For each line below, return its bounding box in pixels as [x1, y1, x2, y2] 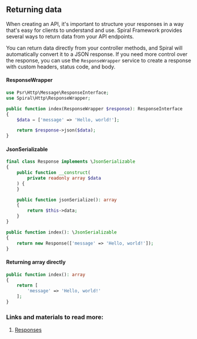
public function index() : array [6, 271, 85, 278]
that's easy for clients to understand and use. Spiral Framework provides [6, 27, 182, 34]
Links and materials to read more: [6, 312, 104, 321]
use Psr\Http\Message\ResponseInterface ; [6, 90, 109, 96]
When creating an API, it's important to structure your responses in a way [6, 20, 184, 27]
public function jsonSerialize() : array [16, 197, 117, 203]
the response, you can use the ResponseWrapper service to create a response [6, 57, 191, 64]
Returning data [6, 5, 62, 15]
